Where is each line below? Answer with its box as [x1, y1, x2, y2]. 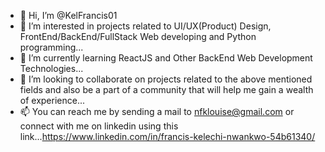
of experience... [19, 95, 86, 106]
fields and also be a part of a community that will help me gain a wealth [19, 84, 314, 95]
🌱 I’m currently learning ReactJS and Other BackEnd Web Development [19, 52, 313, 64]
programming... [19, 41, 84, 53]
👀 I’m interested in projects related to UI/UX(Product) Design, [19, 20, 272, 32]
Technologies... [19, 63, 84, 74]
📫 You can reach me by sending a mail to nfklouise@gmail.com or [19, 106, 295, 117]
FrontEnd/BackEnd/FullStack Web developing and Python [19, 31, 257, 42]
